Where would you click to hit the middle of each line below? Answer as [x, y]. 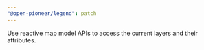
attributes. [22, 40]
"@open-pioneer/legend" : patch [52, 13]
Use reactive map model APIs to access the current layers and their [102, 33]
